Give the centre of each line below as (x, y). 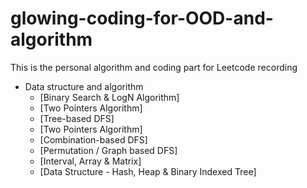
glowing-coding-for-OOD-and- (142, 18)
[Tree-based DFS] (77, 118)
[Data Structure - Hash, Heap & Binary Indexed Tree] (148, 171)
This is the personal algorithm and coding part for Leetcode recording (154, 67)
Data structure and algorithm (84, 86)
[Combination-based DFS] (93, 139)
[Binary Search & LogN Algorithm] (109, 97)
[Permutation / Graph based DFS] (108, 150)
